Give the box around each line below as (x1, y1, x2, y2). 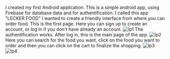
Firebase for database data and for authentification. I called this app (5, 10, 148, 16)
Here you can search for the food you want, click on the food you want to (5, 37, 160, 43)
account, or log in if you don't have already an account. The (5, 26, 143, 32)
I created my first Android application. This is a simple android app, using (5, 5, 160, 10)
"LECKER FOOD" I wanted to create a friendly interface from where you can (5, 15, 165, 21)
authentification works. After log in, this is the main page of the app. (5, 32, 148, 37)
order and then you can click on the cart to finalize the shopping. (5, 43, 142, 48)
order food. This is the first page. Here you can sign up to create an (5, 21, 147, 27)
